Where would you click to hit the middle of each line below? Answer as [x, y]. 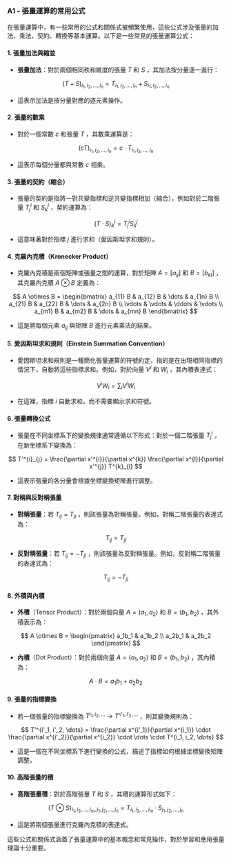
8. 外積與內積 [26, 595]
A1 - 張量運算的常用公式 [47, 10]
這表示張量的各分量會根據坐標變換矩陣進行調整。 [87, 480]
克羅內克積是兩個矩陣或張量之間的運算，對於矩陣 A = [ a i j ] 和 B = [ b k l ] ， [120, 274]
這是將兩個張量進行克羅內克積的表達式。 [74, 824]
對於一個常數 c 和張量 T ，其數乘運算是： [76, 134]
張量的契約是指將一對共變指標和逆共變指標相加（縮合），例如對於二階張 [118, 199]
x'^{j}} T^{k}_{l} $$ [116, 466]
